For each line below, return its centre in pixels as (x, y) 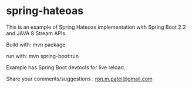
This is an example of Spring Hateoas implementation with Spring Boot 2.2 (96, 27)
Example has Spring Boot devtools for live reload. (66, 67)
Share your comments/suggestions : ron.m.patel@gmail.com (79, 79)
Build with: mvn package (36, 45)
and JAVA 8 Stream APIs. (36, 33)
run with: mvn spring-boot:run (43, 56)
